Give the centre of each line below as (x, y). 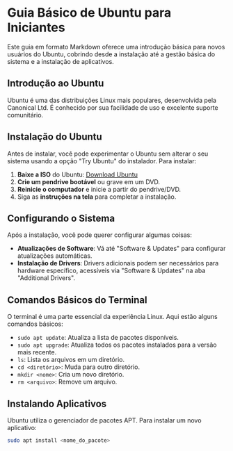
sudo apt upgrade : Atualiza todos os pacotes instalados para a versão (117, 345)
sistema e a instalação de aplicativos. (61, 61)
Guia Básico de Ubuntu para (89, 13)
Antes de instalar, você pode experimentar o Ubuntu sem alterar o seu (108, 154)
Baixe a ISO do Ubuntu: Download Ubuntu (77, 174)
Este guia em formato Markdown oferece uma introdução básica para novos (116, 47)
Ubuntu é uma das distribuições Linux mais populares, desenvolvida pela (112, 100)
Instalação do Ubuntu (55, 137)
